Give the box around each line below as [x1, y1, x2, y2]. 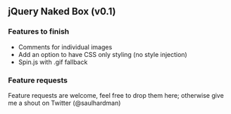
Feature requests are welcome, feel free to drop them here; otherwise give [8, 91, 224, 99]
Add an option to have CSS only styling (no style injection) [18, 50, 187, 58]
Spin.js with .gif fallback [18, 58, 88, 66]
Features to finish [8, 27, 70, 37]
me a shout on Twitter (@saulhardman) [8, 99, 121, 107]
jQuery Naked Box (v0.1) [8, 6, 116, 18]
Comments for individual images [18, 42, 113, 51]
